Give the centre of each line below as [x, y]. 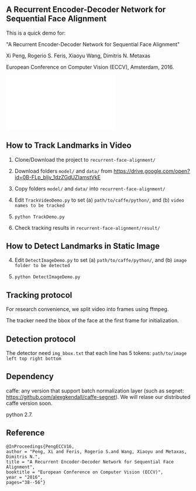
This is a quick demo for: [36, 33]
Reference [25, 433]
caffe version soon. [29, 403]
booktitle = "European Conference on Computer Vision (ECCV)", [85, 472]
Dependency [30, 376]
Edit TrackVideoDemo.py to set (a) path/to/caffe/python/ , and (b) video [99, 200]
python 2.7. [20, 414]
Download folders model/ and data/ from [63, 171]
